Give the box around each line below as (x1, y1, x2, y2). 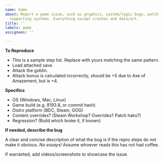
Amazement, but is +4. (12, 78, 58, 84)
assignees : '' (5, 30, 34, 35)
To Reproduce (5, 47, 34, 53)
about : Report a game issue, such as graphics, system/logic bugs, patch (5, 12, 159, 17)
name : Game (5, 7, 27, 12)
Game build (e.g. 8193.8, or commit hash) (12, 102, 96, 108)
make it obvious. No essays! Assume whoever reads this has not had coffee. (5, 142, 160, 147)
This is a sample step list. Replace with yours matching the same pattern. (12, 57, 160, 63)
